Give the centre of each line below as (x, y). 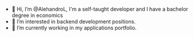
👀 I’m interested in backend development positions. (74, 21)
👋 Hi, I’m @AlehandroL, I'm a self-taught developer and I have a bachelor (100, 9)
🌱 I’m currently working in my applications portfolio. (74, 28)
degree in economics (37, 15)
